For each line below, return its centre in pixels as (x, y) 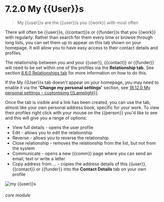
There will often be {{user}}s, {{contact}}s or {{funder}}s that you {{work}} (81, 32)
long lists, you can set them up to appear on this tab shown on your (73, 42)
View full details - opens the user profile (53, 127)
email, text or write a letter (39, 158)
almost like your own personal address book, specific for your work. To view (82, 107)
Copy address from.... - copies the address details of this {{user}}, (79, 164)
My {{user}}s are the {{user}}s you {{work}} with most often (78, 23)
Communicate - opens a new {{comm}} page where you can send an (82, 153)
